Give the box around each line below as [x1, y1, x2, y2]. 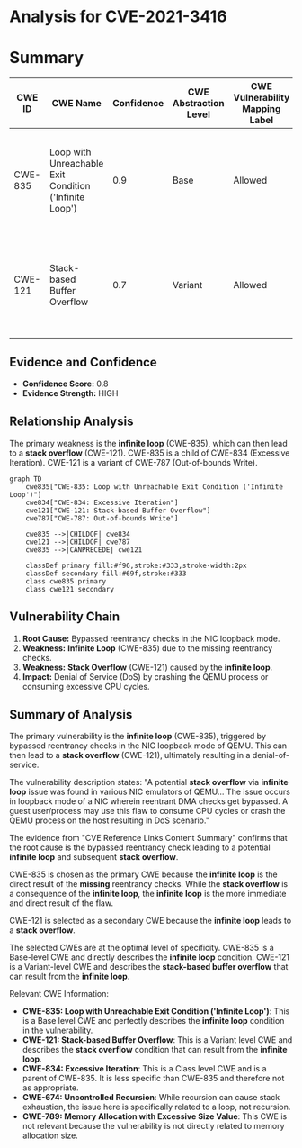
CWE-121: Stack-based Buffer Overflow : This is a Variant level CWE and [22, 1035, 293, 1045]
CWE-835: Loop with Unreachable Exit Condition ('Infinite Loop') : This [22, 1006, 290, 1017]
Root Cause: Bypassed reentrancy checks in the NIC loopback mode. [22, 633, 280, 644]
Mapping [242, 103, 281, 115]
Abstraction [172, 97, 225, 110]
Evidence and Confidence [9, 354, 157, 370]
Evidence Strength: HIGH [22, 387, 119, 398]
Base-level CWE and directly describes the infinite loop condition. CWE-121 [9, 952, 290, 963]
